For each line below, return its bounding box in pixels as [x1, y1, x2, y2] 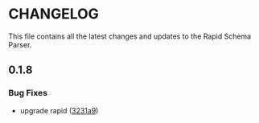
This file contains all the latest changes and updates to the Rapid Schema [8, 31, 252, 41]
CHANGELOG [8, 5, 99, 23]
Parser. [8, 39, 32, 49]
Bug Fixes [8, 88, 48, 99]
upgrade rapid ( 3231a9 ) [19, 105, 99, 115]
